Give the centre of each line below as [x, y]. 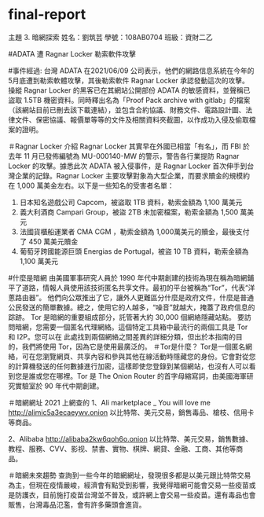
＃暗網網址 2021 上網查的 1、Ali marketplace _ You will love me [109, 402]
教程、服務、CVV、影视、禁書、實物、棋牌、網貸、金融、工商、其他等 [122, 449]
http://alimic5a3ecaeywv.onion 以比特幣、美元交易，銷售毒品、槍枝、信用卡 [131, 412]
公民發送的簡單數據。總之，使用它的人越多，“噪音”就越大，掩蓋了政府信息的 [132, 307]
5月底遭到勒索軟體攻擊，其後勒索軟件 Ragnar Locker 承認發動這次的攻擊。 [129, 80]
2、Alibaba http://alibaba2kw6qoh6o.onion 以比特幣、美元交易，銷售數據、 [130, 438]
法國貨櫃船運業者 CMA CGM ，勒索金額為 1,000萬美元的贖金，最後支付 [134, 231]
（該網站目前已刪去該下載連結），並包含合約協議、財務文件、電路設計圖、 [127, 110]
